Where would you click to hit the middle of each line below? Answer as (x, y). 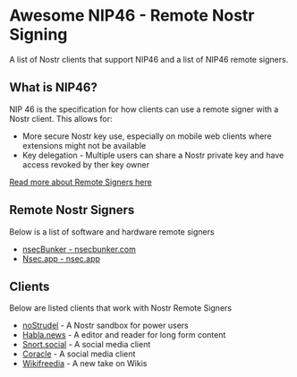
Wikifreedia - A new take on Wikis (85, 364)
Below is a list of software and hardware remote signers (112, 231)
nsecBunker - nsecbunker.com (79, 249)
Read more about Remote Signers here (81, 182)
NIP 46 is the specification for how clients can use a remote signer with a (144, 109)
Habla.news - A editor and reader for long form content (124, 335)
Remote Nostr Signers (72, 210)
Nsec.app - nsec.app (61, 258)
